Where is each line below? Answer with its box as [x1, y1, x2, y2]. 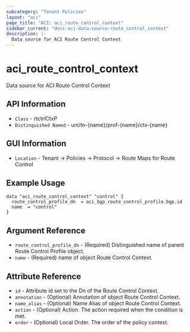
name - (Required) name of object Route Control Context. [14, 254, 153, 261]
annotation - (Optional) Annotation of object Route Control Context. [14, 293, 180, 300]
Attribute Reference [6, 271, 82, 281]
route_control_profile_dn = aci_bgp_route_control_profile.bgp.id [11, 199, 183, 205]
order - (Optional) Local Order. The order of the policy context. [14, 319, 169, 325]
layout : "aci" [6, 14, 42, 20]
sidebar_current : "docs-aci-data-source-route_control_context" [6, 25, 169, 32]
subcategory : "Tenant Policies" [6, 8, 86, 15]
